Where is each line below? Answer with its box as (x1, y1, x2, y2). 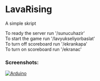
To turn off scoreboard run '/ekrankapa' (5, 40, 88, 47)
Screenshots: (5, 59, 39, 66)
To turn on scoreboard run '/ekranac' (5, 46, 82, 52)
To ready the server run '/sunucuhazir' (5, 30, 85, 36)
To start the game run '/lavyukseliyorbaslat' (5, 35, 95, 42)
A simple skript (5, 20, 36, 26)
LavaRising (5, 4, 52, 15)
